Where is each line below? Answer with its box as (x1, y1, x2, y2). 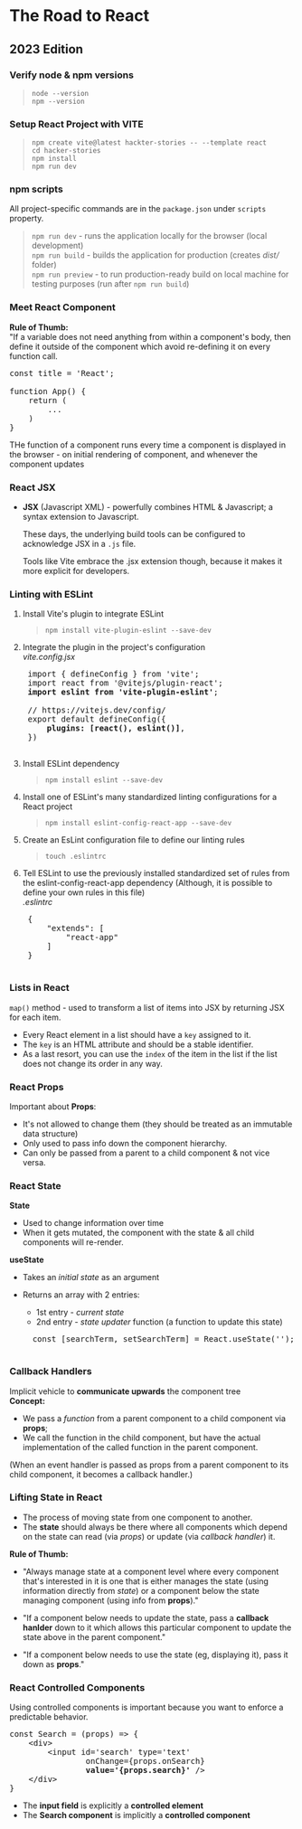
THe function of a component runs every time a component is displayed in (9, 439, 287, 450)
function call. (9, 350, 59, 362)
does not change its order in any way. (22, 1058, 163, 1069)
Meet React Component (9, 301, 116, 314)
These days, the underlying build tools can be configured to (22, 529, 246, 540)
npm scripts (9, 183, 63, 195)
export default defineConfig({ (27, 714, 166, 724)
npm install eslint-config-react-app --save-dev (44, 819, 232, 828)
